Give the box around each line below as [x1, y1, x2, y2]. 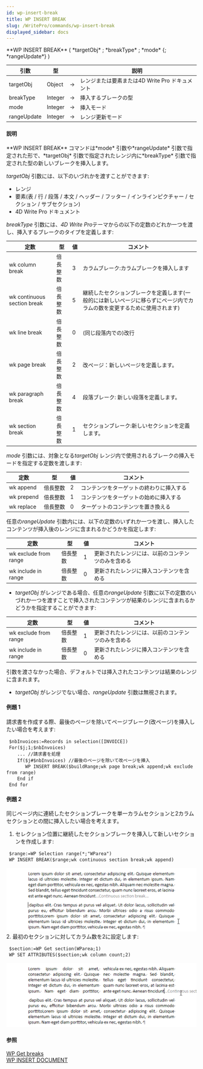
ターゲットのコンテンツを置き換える [80, 503, 171, 510]
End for [8, 782, 28, 788]
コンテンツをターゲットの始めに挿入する [80, 493, 182, 501]
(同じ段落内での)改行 [82, 329, 135, 336]
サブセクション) [41, 201, 80, 208]
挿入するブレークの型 [80, 94, 134, 101]
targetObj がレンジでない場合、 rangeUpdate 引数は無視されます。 [14, 688, 180, 696]
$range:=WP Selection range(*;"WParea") [8, 851, 112, 857]
